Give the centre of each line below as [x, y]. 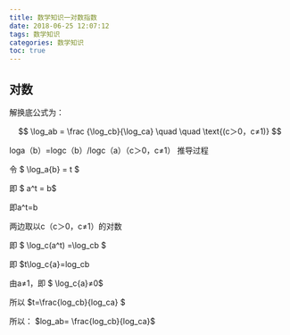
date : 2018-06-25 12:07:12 [59, 26]
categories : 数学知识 [47, 42]
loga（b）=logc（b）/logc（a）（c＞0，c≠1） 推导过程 [109, 150]
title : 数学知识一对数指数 [54, 17]
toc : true [28, 51]
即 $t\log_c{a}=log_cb [50, 264]
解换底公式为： [37, 112]
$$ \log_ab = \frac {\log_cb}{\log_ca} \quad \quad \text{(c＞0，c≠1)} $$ [150, 131]
